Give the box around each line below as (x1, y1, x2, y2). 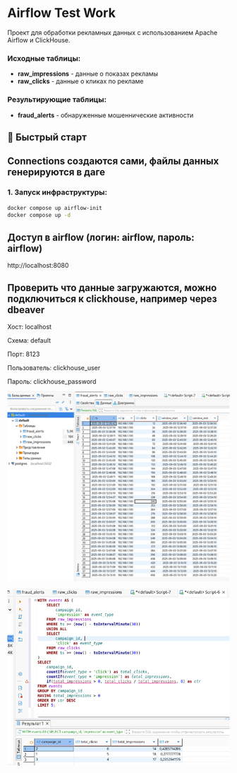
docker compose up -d (7, 212, 71, 219)
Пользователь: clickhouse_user (7, 363, 101, 372)
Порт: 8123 (7, 350, 40, 358)
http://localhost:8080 (7, 261, 69, 270)
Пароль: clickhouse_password (7, 377, 97, 386)
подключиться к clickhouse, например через (7, 293, 217, 305)
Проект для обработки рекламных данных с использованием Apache (7, 28, 218, 37)
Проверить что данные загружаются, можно (7, 281, 217, 294)
